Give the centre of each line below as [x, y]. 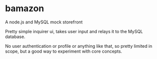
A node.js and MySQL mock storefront [44, 22]
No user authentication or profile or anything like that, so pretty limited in [79, 46]
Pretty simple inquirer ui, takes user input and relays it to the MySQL [74, 31]
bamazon [25, 9]
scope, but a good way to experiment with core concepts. [63, 51]
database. [15, 37]
